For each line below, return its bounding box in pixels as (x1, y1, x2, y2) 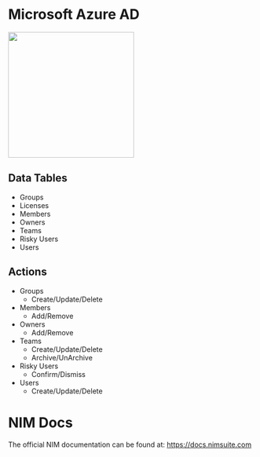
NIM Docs (8, 414, 73, 431)
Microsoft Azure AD (8, 5, 140, 24)
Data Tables (8, 171, 68, 185)
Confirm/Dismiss (31, 369, 86, 378)
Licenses (19, 200, 49, 210)
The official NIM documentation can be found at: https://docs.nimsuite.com (8, 440, 252, 449)
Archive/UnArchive (31, 353, 93, 362)
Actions (8, 265, 47, 279)
